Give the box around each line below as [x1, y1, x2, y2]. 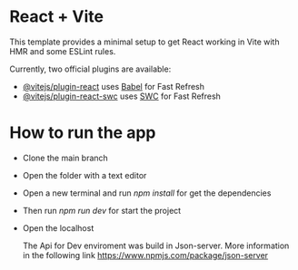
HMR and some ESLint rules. [9, 45, 116, 56]
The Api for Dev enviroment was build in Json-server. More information [22, 240, 290, 251]
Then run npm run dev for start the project [22, 205, 182, 216]
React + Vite [9, 6, 104, 27]
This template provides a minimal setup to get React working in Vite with [9, 36, 280, 47]
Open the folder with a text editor [22, 169, 147, 180]
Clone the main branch [22, 152, 109, 163]
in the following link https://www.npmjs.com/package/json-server [22, 249, 269, 260]
